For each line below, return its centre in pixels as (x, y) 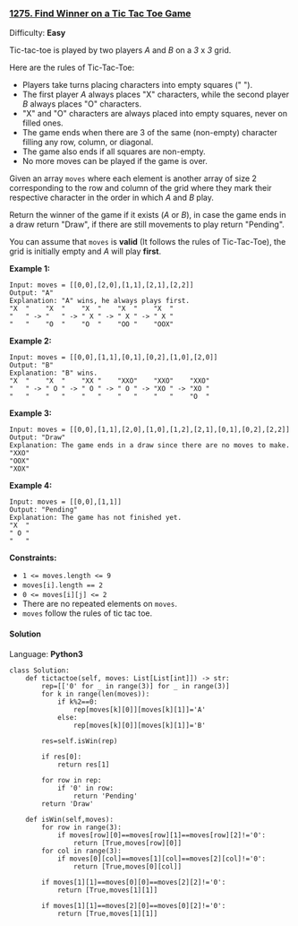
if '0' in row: (85, 788)
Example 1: (30, 269)
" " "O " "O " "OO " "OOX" (92, 325)
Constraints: (33, 558)
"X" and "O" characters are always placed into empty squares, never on (155, 114)
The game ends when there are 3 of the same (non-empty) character (149, 133)
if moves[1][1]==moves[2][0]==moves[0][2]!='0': (134, 905)
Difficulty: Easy (38, 33)
